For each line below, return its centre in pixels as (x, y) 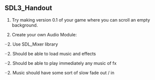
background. (25, 25)
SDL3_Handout (28, 8)
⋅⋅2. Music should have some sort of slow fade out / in (60, 73)
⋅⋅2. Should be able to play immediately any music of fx (61, 63)
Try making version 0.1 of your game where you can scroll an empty (81, 20)
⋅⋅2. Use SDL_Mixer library (31, 44)
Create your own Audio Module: (44, 34)
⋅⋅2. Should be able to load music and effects (50, 53)
